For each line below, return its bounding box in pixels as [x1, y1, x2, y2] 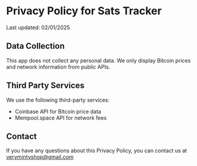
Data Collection [6, 41, 65, 51]
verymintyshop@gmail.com [6, 154, 74, 161]
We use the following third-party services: [6, 96, 110, 104]
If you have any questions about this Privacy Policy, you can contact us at [6, 147, 187, 154]
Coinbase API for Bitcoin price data [14, 108, 101, 115]
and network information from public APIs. [6, 63, 110, 70]
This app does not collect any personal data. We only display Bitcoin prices [6, 57, 191, 64]
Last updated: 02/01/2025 [6, 24, 70, 31]
